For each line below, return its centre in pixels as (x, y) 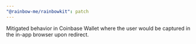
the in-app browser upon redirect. (48, 34)
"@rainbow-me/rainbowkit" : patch (48, 11)
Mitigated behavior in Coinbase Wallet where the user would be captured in (98, 28)
